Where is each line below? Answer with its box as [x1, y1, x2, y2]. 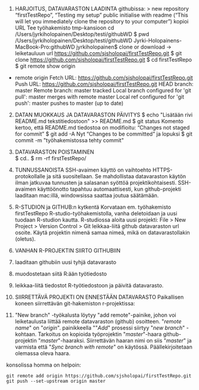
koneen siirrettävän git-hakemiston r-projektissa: [14, 300, 135, 307]
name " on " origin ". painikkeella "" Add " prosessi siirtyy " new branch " [14, 324, 185, 331]
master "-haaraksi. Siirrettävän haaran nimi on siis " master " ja [40, 337, 192, 344]
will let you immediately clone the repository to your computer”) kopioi [14, 18, 189, 25]
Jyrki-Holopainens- [134, 37, 182, 44]
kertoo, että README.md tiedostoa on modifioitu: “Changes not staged [14, 124, 190, 131]
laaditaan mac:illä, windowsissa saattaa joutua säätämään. [14, 192, 159, 199]
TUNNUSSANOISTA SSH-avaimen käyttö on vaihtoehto [14, 166, 152, 173]
